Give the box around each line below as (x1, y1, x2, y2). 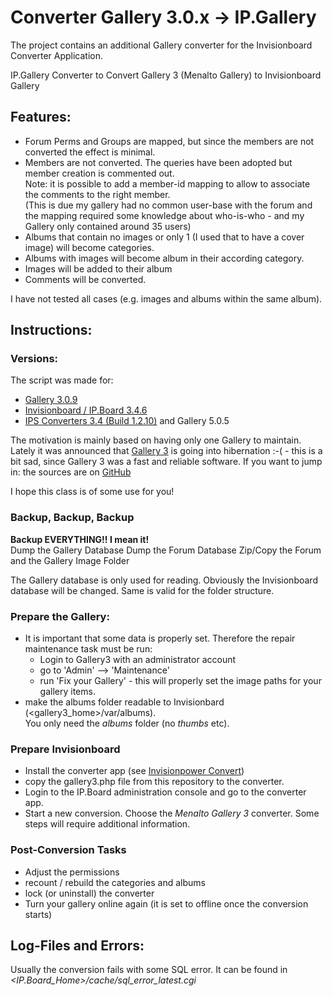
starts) (24, 908, 53, 920)
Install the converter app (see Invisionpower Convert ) (24, 765, 245, 777)
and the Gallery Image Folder (10, 554, 130, 566)
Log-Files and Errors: (10, 937, 145, 955)
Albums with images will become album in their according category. (24, 252, 305, 264)
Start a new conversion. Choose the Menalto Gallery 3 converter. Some (24, 807, 320, 820)
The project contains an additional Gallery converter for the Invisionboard (10, 39, 313, 51)
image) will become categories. (24, 241, 155, 253)
